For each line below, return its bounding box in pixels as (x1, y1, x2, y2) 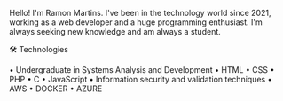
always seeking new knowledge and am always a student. (9, 27, 222, 36)
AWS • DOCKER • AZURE (9, 83, 103, 94)
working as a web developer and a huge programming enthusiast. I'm (9, 17, 263, 27)
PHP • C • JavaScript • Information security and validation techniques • (9, 74, 272, 84)
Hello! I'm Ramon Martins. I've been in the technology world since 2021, (9, 8, 271, 18)
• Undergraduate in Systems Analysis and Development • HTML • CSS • (9, 65, 275, 74)
